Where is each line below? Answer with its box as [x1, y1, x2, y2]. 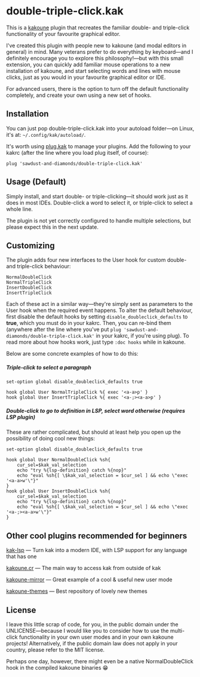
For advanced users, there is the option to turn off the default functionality [6, 85, 189, 92]
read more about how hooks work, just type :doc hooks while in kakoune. [6, 339, 186, 346]
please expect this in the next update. [6, 223, 99, 231]
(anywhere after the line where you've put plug [6, 326, 121, 333]
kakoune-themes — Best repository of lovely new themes [6, 587, 147, 595]
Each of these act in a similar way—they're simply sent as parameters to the [6, 301, 193, 308]
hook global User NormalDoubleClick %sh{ [6, 457, 111, 463]
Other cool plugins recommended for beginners [6, 531, 187, 541]
